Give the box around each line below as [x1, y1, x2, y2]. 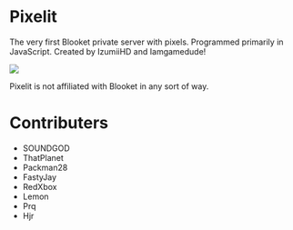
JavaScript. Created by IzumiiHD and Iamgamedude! [9, 45, 207, 56]
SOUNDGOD [22, 143, 70, 154]
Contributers [9, 113, 109, 134]
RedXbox [22, 181, 57, 192]
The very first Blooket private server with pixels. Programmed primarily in [9, 36, 284, 47]
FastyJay [22, 171, 57, 183]
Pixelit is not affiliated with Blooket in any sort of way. [9, 80, 209, 92]
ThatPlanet [22, 152, 64, 163]
